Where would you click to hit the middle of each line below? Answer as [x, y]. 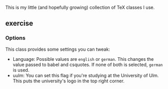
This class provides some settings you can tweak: [58, 49]
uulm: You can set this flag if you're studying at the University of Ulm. [86, 75]
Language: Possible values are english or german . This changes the [83, 59]
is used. [21, 70]
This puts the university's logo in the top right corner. [68, 81]
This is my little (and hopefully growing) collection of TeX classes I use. [80, 7]
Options [15, 38]
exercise [19, 23]
